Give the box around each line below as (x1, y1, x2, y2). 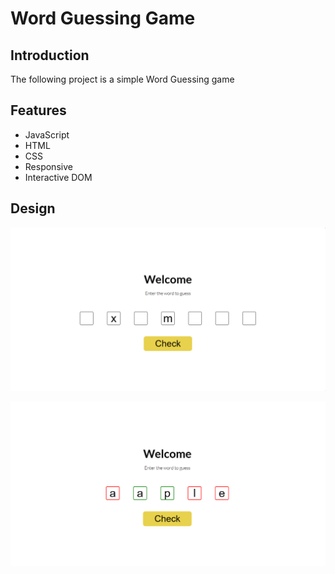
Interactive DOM (24, 171, 93, 183)
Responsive (24, 160, 73, 172)
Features (10, 102, 67, 119)
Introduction (10, 47, 90, 64)
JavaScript (24, 128, 70, 141)
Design (10, 200, 56, 217)
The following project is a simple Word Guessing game (10, 73, 235, 85)
